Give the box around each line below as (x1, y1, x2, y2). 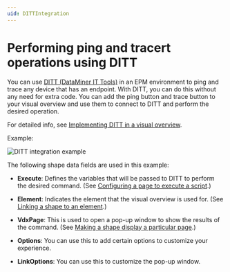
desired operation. (7, 107, 60, 115)
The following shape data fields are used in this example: (7, 161, 169, 169)
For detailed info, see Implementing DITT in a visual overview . (7, 120, 182, 129)
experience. (17, 244, 52, 252)
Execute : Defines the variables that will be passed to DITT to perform (17, 174, 215, 182)
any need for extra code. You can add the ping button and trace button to (7, 92, 215, 100)
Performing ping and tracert (7, 39, 171, 55)
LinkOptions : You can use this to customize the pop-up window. (17, 257, 201, 265)
